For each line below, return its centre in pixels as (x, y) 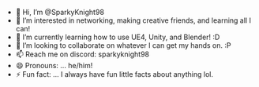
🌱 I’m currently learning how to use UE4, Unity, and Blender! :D (118, 37)
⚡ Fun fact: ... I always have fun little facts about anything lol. (114, 74)
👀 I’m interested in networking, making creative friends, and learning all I (133, 20)
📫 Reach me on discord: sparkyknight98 (83, 54)
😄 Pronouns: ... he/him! (54, 65)
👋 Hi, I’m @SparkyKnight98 (60, 12)
